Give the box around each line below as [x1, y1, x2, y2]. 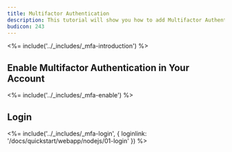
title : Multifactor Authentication [7, 10, 110, 17]
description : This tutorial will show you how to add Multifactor [7, 17, 202, 23]
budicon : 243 [7, 23, 45, 30]
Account [7, 73, 45, 84]
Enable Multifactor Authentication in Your [7, 61, 190, 73]
